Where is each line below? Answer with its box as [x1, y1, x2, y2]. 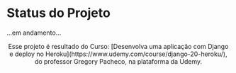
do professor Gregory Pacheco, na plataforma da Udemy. [34, 57, 203, 65]
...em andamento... [6, 28, 62, 37]
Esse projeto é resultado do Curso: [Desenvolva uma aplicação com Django [8, 42, 229, 50]
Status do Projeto [6, 5, 111, 21]
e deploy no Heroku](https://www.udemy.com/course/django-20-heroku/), [9, 50, 227, 58]
